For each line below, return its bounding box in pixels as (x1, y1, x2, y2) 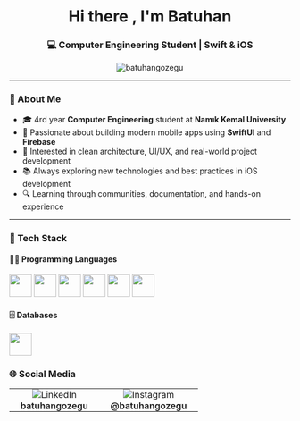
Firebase (21, 136, 56, 147)
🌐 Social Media (9, 368, 76, 381)
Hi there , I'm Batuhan (68, 6, 232, 27)
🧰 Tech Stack (9, 232, 68, 244)
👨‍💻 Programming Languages (9, 254, 118, 265)
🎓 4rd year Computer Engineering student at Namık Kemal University (21, 114, 287, 124)
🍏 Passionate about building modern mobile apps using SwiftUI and (21, 127, 271, 138)
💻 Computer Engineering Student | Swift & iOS (46, 38, 254, 51)
